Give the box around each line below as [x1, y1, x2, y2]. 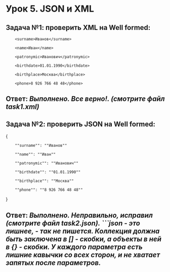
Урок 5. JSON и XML [6, 3, 94, 15]
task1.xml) [6, 102, 39, 111]
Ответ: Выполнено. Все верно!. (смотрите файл [6, 95, 165, 103]
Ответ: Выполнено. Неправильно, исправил [6, 211, 153, 219]
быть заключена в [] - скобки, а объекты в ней [6, 235, 161, 243]
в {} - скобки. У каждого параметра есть [6, 243, 143, 251]
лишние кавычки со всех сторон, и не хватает [6, 250, 160, 259]
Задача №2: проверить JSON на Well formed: [6, 120, 156, 128]
